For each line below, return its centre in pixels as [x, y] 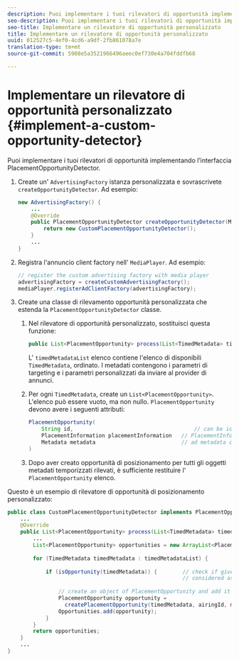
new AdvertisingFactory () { [59, 202]
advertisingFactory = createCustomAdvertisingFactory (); [104, 282]
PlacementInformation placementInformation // [115, 436]
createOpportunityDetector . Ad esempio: [78, 189]
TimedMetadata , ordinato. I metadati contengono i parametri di [118, 365]
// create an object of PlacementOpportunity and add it [144, 592]
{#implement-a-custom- [82, 126]
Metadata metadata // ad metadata [134, 442]
